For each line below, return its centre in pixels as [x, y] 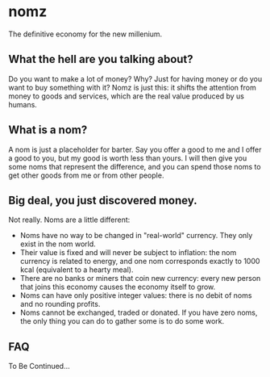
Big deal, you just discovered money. [103, 200]
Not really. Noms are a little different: [69, 220]
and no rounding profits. [60, 304]
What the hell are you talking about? [101, 59]
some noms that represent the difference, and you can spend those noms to [135, 166]
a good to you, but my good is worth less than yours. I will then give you [128, 158]
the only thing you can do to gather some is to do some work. [122, 321]
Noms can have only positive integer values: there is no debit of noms [136, 295]
